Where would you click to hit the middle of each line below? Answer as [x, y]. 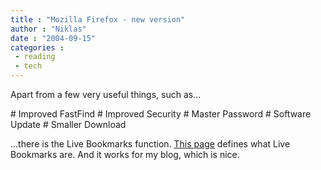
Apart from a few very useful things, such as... [106, 94]
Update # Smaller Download [68, 124]
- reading [35, 57]
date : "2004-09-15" [53, 38]
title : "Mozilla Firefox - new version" [98, 19]
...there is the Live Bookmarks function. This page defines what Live [150, 144]
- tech [28, 66]
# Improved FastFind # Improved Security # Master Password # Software [161, 114]
